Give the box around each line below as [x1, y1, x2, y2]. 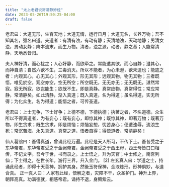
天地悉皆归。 [14, 50, 41, 56]
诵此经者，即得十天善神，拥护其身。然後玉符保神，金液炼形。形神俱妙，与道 [5, 164, 164, 170]
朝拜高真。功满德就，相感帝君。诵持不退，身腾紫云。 [5, 176, 116, 182]
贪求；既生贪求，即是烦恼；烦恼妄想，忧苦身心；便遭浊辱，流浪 [22, 122, 155, 128]
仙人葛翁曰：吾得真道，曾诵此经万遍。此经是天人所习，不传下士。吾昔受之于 [5, 139, 164, 145]
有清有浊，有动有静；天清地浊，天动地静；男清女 [62, 37, 164, 43]
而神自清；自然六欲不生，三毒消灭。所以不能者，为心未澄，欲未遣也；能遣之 [5, 67, 164, 73]
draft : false [5, 17, 33, 22]
